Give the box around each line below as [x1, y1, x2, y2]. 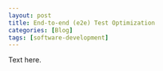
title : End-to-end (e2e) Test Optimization [8, 19, 156, 27]
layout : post [8, 11, 52, 20]
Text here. [8, 55, 42, 65]
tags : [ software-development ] [8, 33, 109, 42]
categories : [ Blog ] [8, 26, 74, 34]
